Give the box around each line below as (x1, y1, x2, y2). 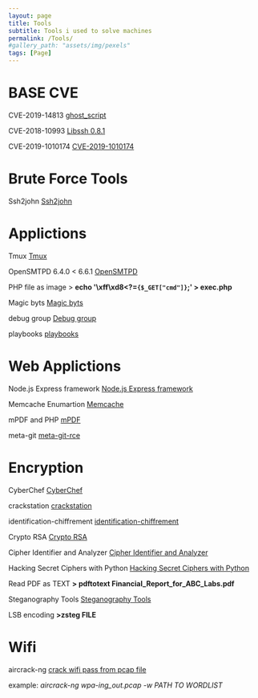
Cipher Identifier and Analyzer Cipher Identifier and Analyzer (8, 548, 208, 557)
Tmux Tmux (8, 251, 47, 261)
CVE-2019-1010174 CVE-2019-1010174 (8, 142, 135, 151)
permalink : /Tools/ (8, 34, 74, 43)
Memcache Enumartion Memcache (8, 399, 124, 409)
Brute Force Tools (8, 170, 128, 188)
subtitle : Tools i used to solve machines (8, 27, 152, 35)
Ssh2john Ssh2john (8, 196, 72, 206)
